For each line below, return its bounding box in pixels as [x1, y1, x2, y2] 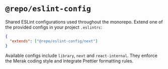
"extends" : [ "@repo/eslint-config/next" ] [10, 38, 98, 44]
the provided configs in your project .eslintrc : [5, 24, 102, 30]
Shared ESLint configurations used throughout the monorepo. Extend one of [5, 19, 163, 25]
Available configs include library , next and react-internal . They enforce [5, 52, 157, 58]
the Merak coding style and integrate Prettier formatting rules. [5, 57, 134, 64]
